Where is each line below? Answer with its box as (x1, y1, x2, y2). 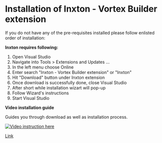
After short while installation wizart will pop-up (12, 85, 106, 90)
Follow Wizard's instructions (12, 90, 69, 96)
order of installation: (5, 35, 45, 41)
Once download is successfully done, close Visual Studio (12, 79, 127, 86)
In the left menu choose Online (12, 64, 74, 70)
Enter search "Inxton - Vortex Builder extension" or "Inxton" (12, 69, 132, 75)
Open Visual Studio (12, 54, 51, 59)
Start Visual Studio (12, 95, 50, 101)
